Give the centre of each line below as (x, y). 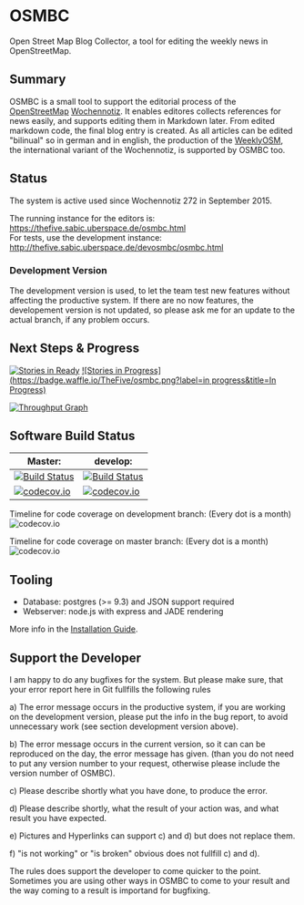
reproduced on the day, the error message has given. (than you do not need (152, 754)
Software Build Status (72, 436)
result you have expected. (58, 818)
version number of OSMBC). (62, 773)
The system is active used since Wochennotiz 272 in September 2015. (141, 201)
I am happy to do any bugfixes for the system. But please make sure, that (147, 680)
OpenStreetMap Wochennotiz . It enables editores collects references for (146, 111)
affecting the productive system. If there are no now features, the (132, 300)
